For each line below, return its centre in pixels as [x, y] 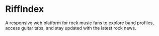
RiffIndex [25, 9]
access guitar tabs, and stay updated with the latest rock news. [71, 28]
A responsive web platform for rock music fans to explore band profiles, [80, 23]
